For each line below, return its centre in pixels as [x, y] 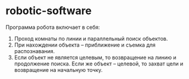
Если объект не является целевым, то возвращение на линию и [95, 57]
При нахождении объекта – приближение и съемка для [85, 45]
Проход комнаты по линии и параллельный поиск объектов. [91, 38]
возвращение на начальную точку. [58, 70]
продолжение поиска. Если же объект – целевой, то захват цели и [99, 64]
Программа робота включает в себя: [53, 27]
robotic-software [49, 11]
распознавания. [34, 51]
